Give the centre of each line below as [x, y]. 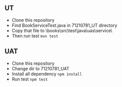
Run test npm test [30, 79]
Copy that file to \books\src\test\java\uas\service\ [62, 30]
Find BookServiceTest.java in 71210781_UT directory [64, 25]
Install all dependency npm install [47, 74]
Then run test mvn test [35, 36]
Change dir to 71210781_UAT [41, 68]
